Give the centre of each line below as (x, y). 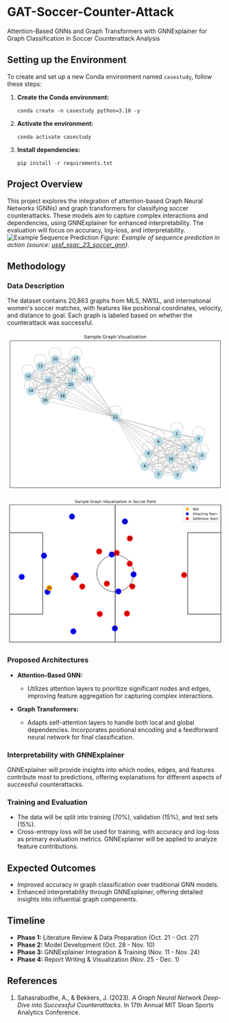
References (32, 981)
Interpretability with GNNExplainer (66, 755)
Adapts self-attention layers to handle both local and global (111, 722)
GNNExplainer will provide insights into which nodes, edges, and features (111, 769)
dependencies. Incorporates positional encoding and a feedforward (122, 729)
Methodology (37, 266)
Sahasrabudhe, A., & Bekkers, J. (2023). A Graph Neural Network (109, 998)
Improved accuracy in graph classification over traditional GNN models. (118, 885)
